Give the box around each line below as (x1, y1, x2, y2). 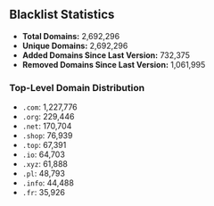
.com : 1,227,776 (21, 102, 78, 112)
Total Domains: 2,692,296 (21, 30, 120, 41)
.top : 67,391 (21, 140, 67, 151)
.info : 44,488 (21, 177, 74, 188)
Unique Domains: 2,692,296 (21, 40, 128, 51)
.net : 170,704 (21, 120, 72, 132)
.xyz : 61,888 (21, 159, 69, 169)
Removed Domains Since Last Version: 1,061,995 (21, 59, 206, 70)
